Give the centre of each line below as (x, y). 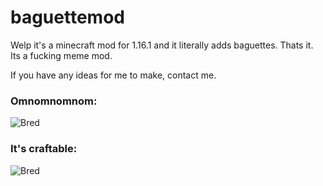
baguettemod (67, 17)
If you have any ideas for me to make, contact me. (113, 75)
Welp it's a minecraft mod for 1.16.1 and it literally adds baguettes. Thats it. (162, 45)
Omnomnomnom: (54, 101)
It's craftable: (44, 149)
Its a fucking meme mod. (61, 55)
